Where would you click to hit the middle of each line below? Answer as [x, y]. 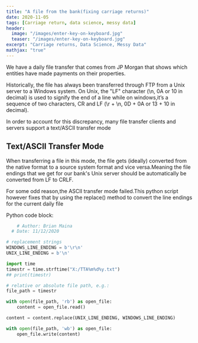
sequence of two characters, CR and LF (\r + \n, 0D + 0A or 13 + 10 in [91, 104]
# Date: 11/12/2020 [35, 232]
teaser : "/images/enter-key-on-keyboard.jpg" [69, 39]
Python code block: [30, 215]
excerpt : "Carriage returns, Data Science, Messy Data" [76, 45]
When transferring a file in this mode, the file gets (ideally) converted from [97, 161]
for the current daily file [35, 203]
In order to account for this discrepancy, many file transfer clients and [91, 121]
